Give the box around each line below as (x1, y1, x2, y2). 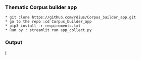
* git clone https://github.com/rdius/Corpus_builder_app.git (5, 15, 136, 20)
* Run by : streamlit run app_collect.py (5, 28, 92, 33)
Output (5, 39, 23, 46)
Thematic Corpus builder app (5, 4, 77, 11)
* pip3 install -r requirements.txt (5, 23, 81, 28)
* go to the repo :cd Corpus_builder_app (5, 19, 92, 24)
